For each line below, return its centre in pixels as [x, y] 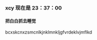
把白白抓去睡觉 [20, 20]
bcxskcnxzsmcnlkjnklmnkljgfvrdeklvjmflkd [49, 32]
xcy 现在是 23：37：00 [33, 7]
